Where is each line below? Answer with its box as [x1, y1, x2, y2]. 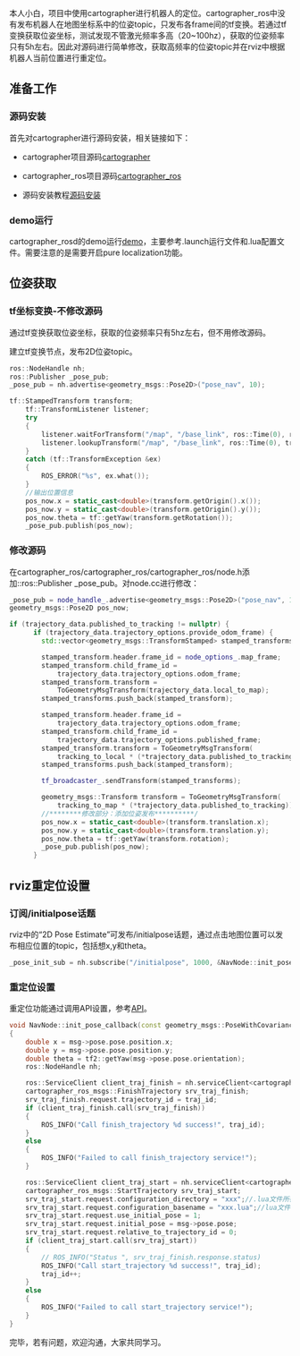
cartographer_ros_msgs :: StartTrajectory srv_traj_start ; [25, 1186, 242, 1195]
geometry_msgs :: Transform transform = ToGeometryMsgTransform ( [41, 793, 281, 802]
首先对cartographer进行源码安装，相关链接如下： [9, 132, 191, 143]
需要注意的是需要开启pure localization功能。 [24, 247, 187, 258]
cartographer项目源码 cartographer [21, 151, 151, 162]
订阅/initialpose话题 [9, 907, 96, 919]
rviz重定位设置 [9, 878, 91, 893]
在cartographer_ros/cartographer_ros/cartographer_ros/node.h [9, 567, 243, 577]
